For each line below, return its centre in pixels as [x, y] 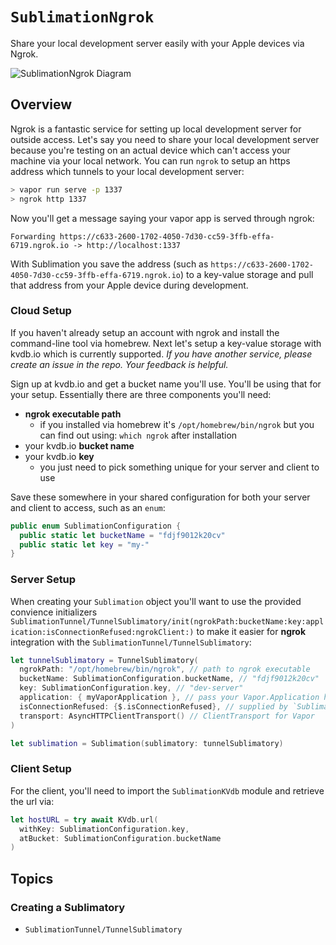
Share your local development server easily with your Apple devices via [157, 43]
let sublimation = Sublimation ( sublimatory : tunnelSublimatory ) [147, 743]
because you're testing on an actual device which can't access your [150, 150]
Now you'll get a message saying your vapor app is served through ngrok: [162, 218]
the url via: [32, 801]
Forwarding [33, 236]
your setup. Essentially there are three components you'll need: [141, 394]
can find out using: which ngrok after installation [138, 435]
